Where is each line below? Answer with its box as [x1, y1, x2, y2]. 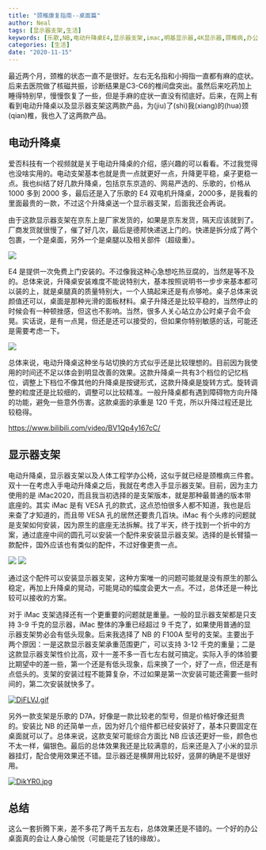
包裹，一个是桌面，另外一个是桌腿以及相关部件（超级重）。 [8, 234, 199, 244]
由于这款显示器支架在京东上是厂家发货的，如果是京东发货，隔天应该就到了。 [8, 215, 258, 224]
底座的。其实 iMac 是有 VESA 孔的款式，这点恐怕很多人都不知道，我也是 [8, 500, 245, 509]
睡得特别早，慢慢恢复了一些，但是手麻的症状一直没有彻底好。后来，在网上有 [8, 91, 258, 100]
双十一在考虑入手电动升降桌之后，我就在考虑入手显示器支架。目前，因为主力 [8, 480, 258, 490]
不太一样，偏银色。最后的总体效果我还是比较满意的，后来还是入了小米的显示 [8, 741, 258, 750]
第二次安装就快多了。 [28, 679, 99, 688]
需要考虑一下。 [14, 326, 64, 335]
